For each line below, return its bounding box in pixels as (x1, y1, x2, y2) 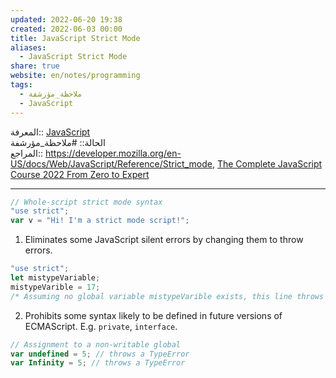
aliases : (10, 42, 47, 53)
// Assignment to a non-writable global (10, 339, 182, 350)
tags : (10, 80, 33, 90)
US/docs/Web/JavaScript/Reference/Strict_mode (10, 157, 213, 170)
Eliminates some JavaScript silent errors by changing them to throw (24, 234, 304, 246)
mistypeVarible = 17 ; (10, 282, 101, 292)
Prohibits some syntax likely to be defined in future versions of (24, 309, 283, 321)
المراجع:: (10, 147, 44, 159)
